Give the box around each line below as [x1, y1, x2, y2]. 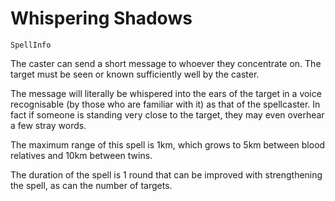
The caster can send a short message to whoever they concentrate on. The [10, 57, 322, 69]
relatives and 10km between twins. [10, 149, 153, 161]
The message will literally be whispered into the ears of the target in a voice [10, 87, 322, 99]
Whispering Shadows [10, 7, 193, 30]
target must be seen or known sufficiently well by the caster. [10, 68, 260, 80]
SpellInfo [10, 40, 52, 50]
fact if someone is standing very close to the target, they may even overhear [10, 108, 325, 121]
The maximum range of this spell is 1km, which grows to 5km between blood [10, 138, 326, 151]
